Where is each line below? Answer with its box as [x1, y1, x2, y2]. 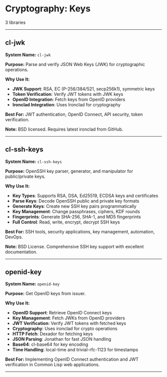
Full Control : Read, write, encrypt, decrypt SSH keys [12, 219, 120, 225]
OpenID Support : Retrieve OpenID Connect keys [12, 310, 112, 316]
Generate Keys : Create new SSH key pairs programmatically [12, 203, 137, 209]
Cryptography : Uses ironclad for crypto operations [12, 326, 118, 332]
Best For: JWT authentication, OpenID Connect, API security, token [5, 111, 143, 117]
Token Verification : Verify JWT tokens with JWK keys [12, 91, 123, 97]
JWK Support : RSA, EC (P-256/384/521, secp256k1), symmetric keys [12, 85, 155, 92]
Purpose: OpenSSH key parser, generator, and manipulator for [5, 168, 133, 174]
